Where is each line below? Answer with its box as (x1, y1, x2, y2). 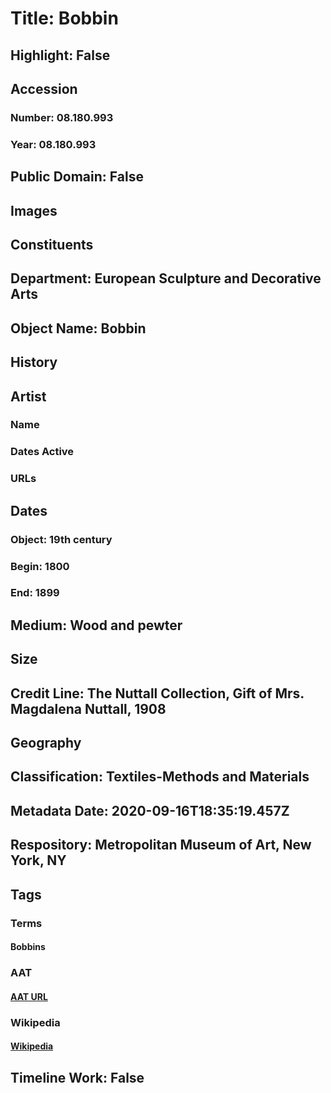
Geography (10, 735, 82, 752)
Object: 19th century (10, 532, 113, 546)
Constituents (10, 236, 94, 253)
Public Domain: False (10, 168, 144, 186)
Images (10, 202, 58, 219)
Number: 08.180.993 (10, 110, 114, 124)
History (10, 354, 58, 371)
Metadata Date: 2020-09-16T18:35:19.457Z (10, 802, 290, 819)
